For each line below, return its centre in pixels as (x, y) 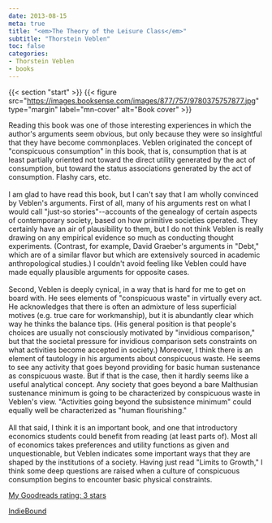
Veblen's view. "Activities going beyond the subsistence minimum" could (130, 401)
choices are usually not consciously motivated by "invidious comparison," (132, 332)
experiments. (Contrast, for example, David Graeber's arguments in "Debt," (134, 246)
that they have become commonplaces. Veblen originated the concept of (131, 142)
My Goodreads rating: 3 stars (58, 495)
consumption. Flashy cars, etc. (60, 177)
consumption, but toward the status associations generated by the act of (130, 168)
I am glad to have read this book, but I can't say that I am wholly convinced (134, 194)
